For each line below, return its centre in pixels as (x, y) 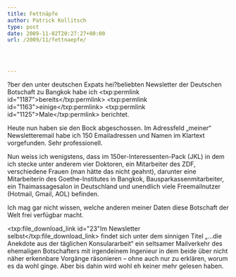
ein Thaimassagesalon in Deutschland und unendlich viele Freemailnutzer (114, 186)
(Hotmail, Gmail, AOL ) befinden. (54, 194)
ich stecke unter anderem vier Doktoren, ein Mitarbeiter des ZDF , (101, 164)
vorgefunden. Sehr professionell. (55, 143)
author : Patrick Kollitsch (47, 20)
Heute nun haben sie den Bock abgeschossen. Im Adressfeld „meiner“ (109, 128)
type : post (23, 27)
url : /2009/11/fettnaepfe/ (47, 40)
